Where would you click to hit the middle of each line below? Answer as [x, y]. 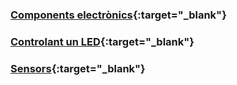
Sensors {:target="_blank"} [78, 68]
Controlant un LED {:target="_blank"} [102, 41]
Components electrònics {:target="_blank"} [118, 15]
